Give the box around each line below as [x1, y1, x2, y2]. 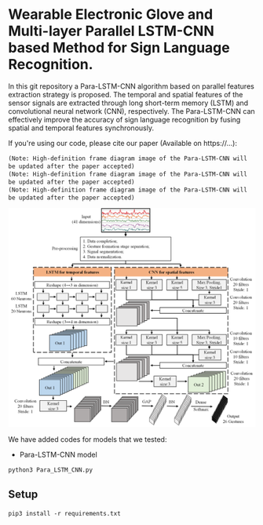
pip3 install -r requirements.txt [8, 510, 122, 518]
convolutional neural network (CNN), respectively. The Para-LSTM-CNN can [8, 106, 255, 115]
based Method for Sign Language [8, 39, 230, 57]
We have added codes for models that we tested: [8, 435, 167, 444]
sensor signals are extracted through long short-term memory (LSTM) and [8, 98, 249, 108]
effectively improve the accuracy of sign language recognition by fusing [8, 115, 241, 124]
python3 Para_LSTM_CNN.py [8, 466, 93, 474]
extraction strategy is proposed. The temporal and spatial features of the [8, 89, 243, 99]
